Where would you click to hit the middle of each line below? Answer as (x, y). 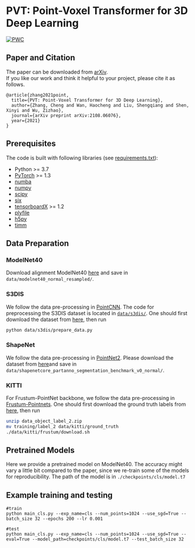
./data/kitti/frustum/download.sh (48, 432)
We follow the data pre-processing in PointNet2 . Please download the (90, 357)
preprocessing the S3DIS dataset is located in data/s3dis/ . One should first (97, 313)
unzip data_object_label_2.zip (44, 421)
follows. (15, 84)
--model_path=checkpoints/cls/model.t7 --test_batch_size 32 (108, 539)
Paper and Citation (41, 58)
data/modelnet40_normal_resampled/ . (50, 279)
